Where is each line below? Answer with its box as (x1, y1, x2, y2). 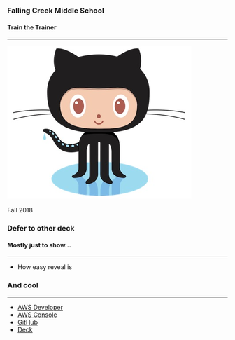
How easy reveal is (17, 263, 72, 271)
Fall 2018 (7, 206, 34, 215)
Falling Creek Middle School (7, 6, 105, 15)
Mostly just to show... (7, 240, 71, 249)
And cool (7, 280, 38, 290)
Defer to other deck (7, 224, 75, 233)
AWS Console (17, 311, 57, 319)
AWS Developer (17, 303, 63, 311)
